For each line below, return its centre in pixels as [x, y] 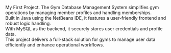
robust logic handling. [28, 23]
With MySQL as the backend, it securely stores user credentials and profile [84, 29]
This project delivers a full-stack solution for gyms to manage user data [80, 39]
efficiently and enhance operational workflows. [55, 45]
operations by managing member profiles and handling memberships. [79, 13]
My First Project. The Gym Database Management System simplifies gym [82, 7]
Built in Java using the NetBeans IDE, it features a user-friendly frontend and [86, 18]
